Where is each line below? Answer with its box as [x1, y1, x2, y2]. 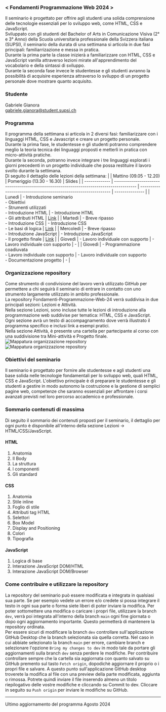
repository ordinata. [5, 623, 45, 630]
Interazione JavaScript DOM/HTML [12, 563, 84, 569]
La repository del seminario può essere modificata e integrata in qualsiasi [5, 592, 155, 598]
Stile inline [12, 499, 34, 505]
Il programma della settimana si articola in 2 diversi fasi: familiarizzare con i [5, 131, 158, 137]
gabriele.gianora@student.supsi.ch [5, 107, 77, 113]
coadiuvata [5, 247, 28, 253]
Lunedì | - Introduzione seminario [5, 194, 73, 200]
